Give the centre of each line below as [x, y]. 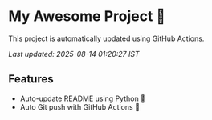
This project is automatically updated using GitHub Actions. [106, 38]
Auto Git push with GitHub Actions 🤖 [80, 106]
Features [31, 79]
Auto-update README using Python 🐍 [83, 98]
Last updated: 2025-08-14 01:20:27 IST [74, 54]
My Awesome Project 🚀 [87, 16]
